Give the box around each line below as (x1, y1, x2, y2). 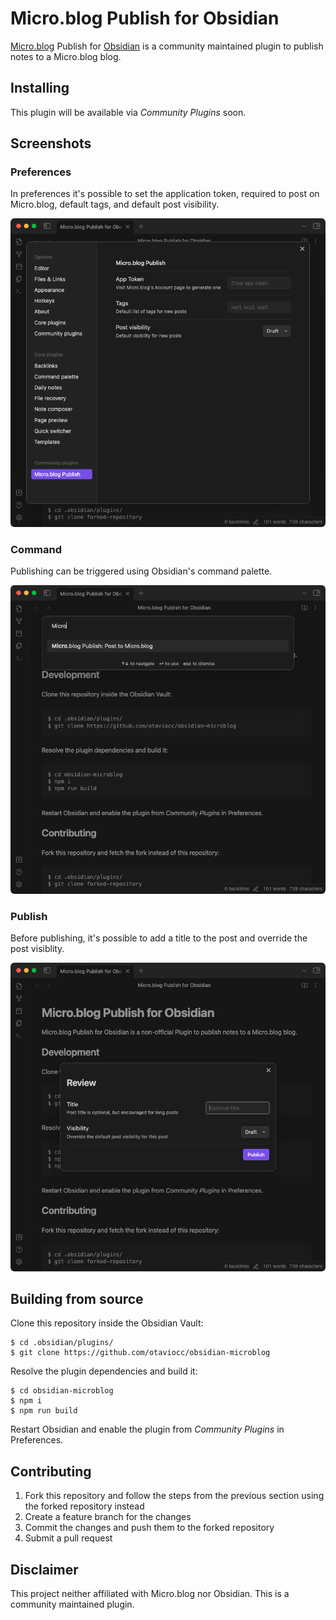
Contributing (10, 1463, 92, 1480)
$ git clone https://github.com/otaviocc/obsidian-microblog (10, 1348, 271, 1358)
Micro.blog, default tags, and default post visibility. (10, 198, 220, 211)
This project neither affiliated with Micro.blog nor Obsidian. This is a (10, 1588, 290, 1600)
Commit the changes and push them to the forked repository (24, 1522, 275, 1534)
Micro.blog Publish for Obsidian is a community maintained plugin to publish (10, 40, 324, 52)
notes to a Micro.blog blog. (10, 50, 122, 62)
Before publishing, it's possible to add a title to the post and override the (10, 932, 308, 944)
